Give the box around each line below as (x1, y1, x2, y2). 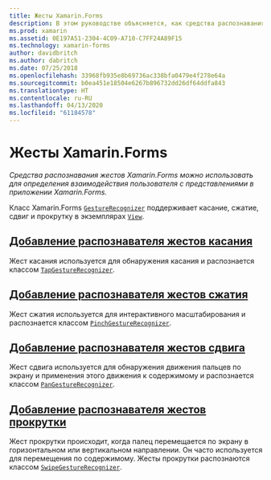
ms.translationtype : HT (9, 86, 89, 95)
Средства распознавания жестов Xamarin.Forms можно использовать (9, 170, 254, 179)
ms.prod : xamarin (9, 27, 68, 35)
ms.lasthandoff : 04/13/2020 (9, 101, 104, 109)
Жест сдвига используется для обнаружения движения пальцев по (9, 363, 242, 372)
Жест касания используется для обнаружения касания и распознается (9, 256, 255, 265)
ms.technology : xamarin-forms (9, 42, 111, 50)
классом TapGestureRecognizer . (9, 265, 115, 274)
